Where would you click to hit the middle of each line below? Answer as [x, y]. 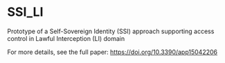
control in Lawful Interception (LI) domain [66, 38]
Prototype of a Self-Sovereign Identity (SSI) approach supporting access [111, 31]
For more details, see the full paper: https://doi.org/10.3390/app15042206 [112, 52]
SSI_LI [25, 12]
